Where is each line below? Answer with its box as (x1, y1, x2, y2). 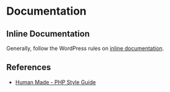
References (6, 62, 51, 73)
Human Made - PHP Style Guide (15, 78, 96, 86)
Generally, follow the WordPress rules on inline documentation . (6, 44, 165, 52)
